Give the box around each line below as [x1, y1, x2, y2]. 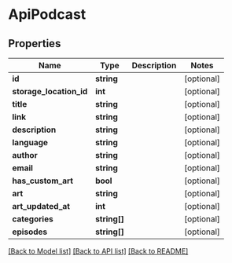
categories [12, 214, 53, 225]
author [12, 150, 38, 160]
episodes [12, 226, 48, 237]
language [12, 137, 49, 148]
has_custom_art [12, 175, 73, 186]
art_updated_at [12, 201, 71, 211]
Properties [8, 37, 61, 50]
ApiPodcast [8, 5, 87, 24]
